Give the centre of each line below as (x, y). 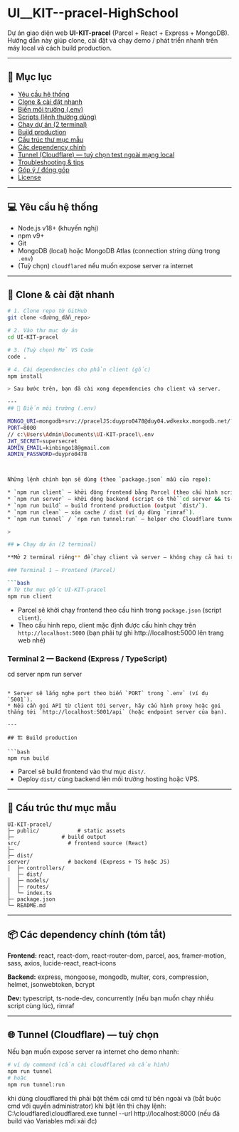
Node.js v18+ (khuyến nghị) (58, 228)
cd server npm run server (45, 674)
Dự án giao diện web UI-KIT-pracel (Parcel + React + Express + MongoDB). (118, 33)
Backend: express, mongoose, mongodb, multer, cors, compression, (108, 977)
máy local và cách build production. (60, 48)
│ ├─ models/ (28, 880)
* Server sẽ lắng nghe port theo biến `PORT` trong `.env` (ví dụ (108, 693)
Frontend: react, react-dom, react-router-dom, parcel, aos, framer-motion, (117, 956)
